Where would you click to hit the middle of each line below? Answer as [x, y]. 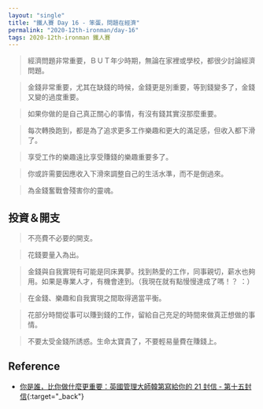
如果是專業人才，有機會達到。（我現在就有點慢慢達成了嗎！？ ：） [148, 282]
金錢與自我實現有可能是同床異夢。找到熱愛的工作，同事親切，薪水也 [138, 271]
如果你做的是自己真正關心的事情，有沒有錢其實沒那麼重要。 [124, 114]
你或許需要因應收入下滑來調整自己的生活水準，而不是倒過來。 [128, 174]
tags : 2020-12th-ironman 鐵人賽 [59, 37]
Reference [34, 367]
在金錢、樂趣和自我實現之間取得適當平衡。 [96, 298]
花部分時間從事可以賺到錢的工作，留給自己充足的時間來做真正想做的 [138, 315]
